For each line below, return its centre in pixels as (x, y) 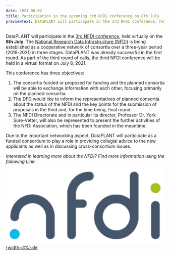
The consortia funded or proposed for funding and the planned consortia (89, 83)
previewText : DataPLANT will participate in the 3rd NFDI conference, (81, 21)
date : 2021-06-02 (24, 11)
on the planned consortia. (40, 94)
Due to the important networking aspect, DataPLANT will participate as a (81, 136)
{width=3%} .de (22, 247)
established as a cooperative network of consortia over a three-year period (84, 47)
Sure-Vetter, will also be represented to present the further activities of (87, 120)
